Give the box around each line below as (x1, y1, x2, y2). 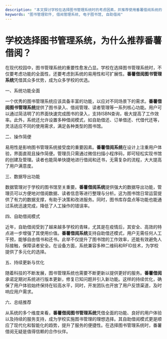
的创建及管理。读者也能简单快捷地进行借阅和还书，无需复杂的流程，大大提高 (5, 157, 162, 163)
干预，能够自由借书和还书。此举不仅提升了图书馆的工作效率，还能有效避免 (5, 236, 158, 242)
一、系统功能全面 (5, 88, 40, 94)
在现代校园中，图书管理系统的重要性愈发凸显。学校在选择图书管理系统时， (5, 65, 158, 71)
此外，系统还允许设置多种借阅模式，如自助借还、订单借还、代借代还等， (13, 117, 162, 123)
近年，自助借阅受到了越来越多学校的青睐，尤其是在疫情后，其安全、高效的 (5, 224, 158, 230)
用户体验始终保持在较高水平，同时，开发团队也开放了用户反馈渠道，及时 (13, 282, 162, 289)
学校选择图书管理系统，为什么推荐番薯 (5, 35, 163, 46)
